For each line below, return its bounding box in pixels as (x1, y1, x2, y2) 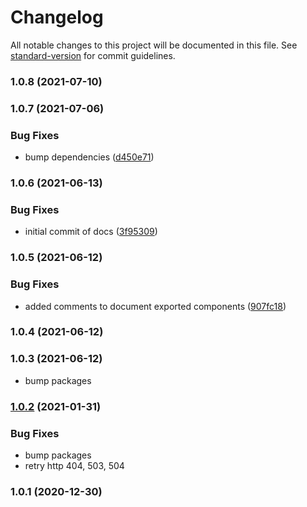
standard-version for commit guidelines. (10, 49, 176, 61)
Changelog (10, 6, 104, 29)
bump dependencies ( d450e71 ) (24, 151, 155, 163)
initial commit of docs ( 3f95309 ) (24, 226, 158, 238)
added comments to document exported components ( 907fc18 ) (24, 300, 287, 312)
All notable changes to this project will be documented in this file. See (10, 39, 298, 51)
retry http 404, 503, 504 (24, 459, 125, 471)
